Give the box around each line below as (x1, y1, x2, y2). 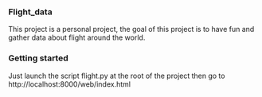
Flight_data (8, 6, 53, 17)
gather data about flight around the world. (8, 33, 146, 42)
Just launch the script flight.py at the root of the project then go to (8, 71, 225, 80)
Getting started (8, 52, 69, 64)
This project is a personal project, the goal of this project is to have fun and (8, 25, 255, 34)
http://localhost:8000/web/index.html (8, 79, 131, 89)
